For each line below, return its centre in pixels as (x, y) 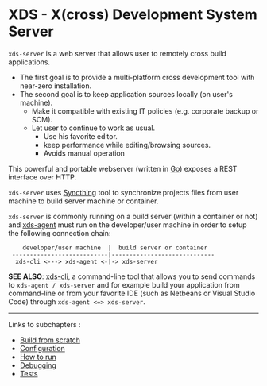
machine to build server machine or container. (83, 201)
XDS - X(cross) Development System (133, 15)
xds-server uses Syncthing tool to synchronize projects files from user (124, 192)
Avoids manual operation (84, 153)
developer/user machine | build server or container (115, 248)
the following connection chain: (60, 233)
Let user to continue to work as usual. (93, 128)
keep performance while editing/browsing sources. (127, 145)
